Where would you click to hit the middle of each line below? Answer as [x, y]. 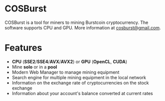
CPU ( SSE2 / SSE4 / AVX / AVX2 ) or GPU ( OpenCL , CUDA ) [70, 61]
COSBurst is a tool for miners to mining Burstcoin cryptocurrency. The [77, 22]
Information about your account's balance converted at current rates [82, 93]
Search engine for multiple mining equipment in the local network [79, 77]
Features [23, 48]
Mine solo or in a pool [34, 67]
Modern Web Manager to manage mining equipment [66, 72]
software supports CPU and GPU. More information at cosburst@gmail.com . [83, 27]
